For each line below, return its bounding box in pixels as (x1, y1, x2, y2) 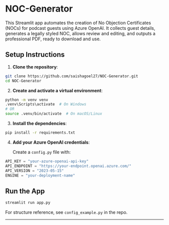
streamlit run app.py (5, 200, 51, 205)
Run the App (5, 187, 45, 195)
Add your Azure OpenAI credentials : (12, 139, 90, 145)
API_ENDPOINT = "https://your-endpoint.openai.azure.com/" (5, 163, 132, 168)
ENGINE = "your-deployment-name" (5, 173, 75, 178)
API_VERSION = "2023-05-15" (5, 168, 64, 173)
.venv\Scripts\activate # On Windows (5, 102, 87, 107)
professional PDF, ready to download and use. (5, 36, 101, 42)
